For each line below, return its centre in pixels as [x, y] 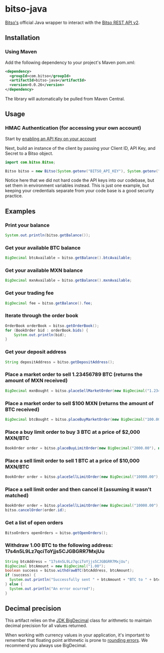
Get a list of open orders [34, 523]
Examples [20, 211]
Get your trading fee [29, 293]
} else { [14, 584]
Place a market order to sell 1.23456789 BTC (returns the [74, 374]
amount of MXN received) [36, 381]
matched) [17, 495]
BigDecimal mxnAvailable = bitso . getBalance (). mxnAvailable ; [69, 281]
